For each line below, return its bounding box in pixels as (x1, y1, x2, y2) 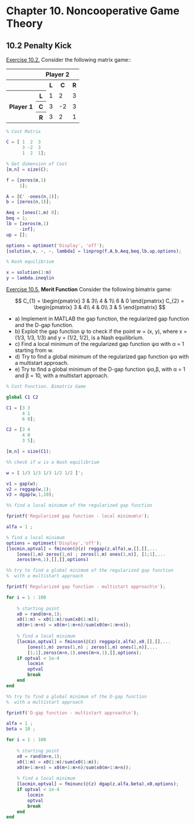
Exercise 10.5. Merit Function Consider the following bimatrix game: (6, 286, 172, 292)
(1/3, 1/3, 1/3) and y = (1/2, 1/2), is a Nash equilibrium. (14, 334, 144, 341)
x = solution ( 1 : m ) (6, 269, 52, 276)
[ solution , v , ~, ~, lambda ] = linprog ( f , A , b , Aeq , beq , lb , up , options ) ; (6, 248, 182, 254)
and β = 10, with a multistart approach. (14, 372, 109, 379)
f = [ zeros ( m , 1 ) (6, 177, 46, 183)
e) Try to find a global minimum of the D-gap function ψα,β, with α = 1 (14, 366, 186, 373)
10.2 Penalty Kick (6, 40, 72, 51)
